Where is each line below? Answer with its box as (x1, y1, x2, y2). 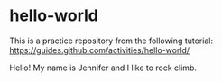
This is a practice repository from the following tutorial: (9, 35, 214, 46)
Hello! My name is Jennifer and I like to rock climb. (9, 62, 197, 73)
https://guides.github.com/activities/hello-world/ (9, 44, 190, 55)
